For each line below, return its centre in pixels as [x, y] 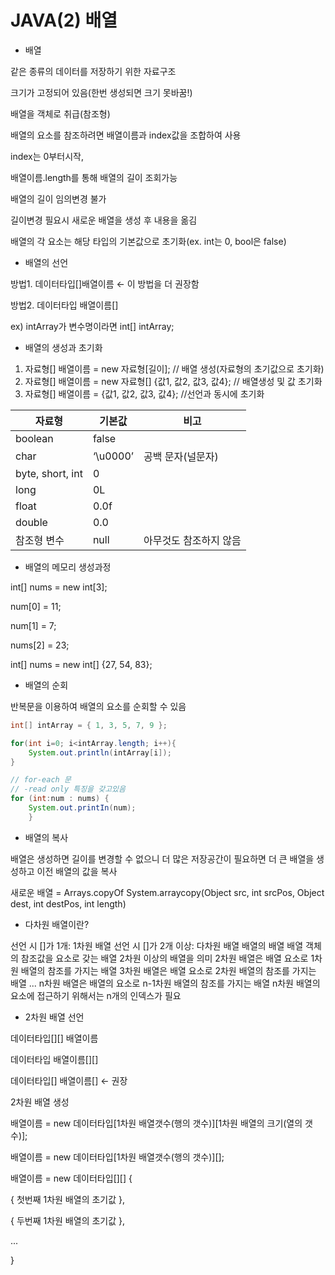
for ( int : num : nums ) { [60, 799]
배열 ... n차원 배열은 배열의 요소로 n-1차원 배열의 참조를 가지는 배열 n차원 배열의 [165, 983]
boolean [34, 438]
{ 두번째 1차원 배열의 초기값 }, [68, 1220]
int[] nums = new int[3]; [59, 587]
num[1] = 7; [33, 625]
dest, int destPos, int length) [68, 903]
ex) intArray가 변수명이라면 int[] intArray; [92, 326]
